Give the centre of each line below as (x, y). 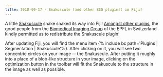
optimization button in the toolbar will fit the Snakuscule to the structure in (79, 64)
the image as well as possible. (35, 69)
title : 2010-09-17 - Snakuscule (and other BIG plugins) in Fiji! (74, 10)
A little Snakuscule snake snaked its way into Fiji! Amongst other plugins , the (82, 23)
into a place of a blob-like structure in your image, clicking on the (70, 58)
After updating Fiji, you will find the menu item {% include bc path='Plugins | (81, 43)
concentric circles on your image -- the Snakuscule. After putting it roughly (80, 54)
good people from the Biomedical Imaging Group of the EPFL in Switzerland (81, 29)
